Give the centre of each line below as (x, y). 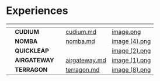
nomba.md (80, 41)
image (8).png (131, 69)
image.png (126, 31)
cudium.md (81, 31)
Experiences (37, 11)
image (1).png (131, 60)
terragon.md (83, 69)
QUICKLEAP (32, 51)
